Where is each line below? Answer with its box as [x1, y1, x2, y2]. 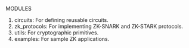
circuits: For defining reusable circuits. [14, 17, 109, 23]
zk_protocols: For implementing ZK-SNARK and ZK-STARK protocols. [14, 23, 183, 30]
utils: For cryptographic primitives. [14, 29, 99, 36]
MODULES [5, 5, 32, 12]
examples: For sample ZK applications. [14, 36, 110, 42]
